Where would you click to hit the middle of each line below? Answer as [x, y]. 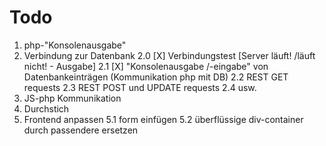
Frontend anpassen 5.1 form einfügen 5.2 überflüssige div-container [163, 119]
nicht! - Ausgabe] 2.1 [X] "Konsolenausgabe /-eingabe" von [146, 66]
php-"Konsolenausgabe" [75, 45]
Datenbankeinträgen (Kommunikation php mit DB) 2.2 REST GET [156, 77]
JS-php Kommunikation [72, 98]
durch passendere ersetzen [81, 130]
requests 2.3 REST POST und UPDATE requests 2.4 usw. [140, 87]
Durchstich [46, 108]
